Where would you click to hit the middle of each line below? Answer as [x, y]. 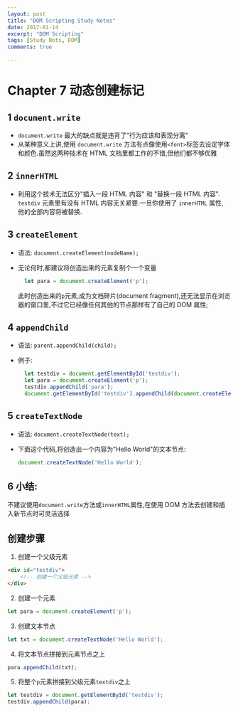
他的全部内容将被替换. [50, 211]
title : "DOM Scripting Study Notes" [61, 21]
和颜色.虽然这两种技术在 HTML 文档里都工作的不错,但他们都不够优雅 [117, 153]
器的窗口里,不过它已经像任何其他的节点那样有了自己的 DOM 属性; [113, 304]
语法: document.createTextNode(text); [74, 434]
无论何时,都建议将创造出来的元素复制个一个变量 [87, 267]
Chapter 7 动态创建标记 [76, 91]
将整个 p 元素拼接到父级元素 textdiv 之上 [74, 682]
